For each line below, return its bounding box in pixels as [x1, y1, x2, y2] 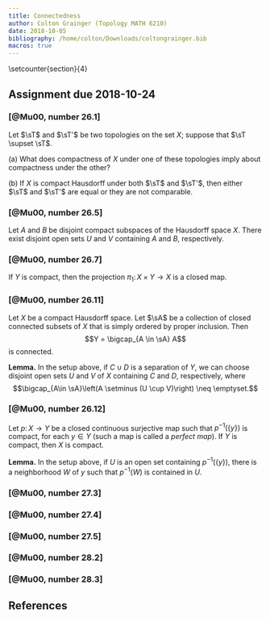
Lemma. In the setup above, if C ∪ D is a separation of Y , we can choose [8, 362, 250, 372]
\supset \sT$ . [8, 138, 52, 148]
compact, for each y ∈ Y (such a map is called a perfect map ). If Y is [8, 432, 238, 441]
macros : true [8, 42, 52, 50]
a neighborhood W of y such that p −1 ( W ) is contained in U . [8, 466, 203, 477]
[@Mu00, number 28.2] [8, 552, 103, 563]
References [8, 599, 68, 612]
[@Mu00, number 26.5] [8, 207, 103, 218]
